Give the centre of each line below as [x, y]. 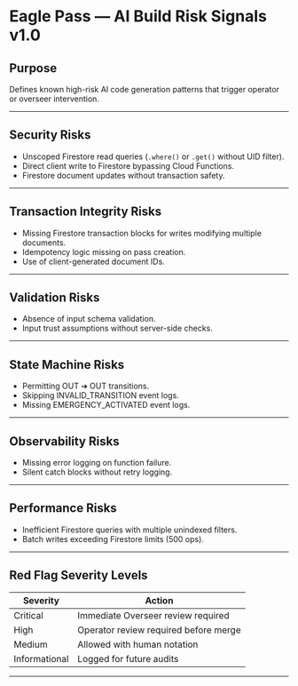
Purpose [33, 68]
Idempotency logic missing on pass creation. [104, 251]
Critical [29, 615]
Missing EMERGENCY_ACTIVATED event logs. [106, 405]
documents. [44, 243]
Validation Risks [55, 298]
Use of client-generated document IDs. [94, 261]
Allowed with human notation [138, 644]
